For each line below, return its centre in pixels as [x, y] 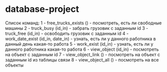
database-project [42, 9]
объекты [14, 65]
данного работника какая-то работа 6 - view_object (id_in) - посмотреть [82, 49]
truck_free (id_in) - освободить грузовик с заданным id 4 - [67, 33]
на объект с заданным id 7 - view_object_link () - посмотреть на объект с [83, 54]
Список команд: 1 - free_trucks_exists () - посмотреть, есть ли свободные [83, 23]
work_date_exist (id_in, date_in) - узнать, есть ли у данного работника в [81, 39]
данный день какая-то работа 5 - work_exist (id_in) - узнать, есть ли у [79, 44]
